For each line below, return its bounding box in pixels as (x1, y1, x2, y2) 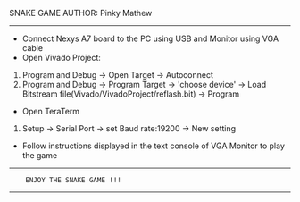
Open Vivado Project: (21, 53, 101, 63)
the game (21, 150, 58, 160)
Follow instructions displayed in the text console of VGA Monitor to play (21, 140, 286, 151)
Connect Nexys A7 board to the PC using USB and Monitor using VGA (21, 33, 279, 44)
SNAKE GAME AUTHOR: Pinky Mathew (9, 8, 153, 18)
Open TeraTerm (21, 106, 80, 116)
